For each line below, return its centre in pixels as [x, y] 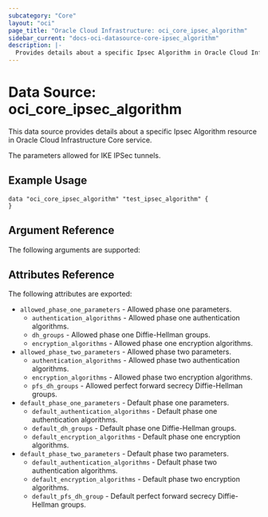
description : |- [35, 46]
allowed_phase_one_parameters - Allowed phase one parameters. [126, 309]
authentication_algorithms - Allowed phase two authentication [136, 360]
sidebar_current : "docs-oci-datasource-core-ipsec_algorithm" [114, 38]
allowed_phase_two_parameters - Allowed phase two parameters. [125, 352]
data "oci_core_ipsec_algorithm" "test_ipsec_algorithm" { [108, 199]
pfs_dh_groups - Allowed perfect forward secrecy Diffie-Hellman [137, 386]
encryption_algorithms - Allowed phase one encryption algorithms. [142, 344]
